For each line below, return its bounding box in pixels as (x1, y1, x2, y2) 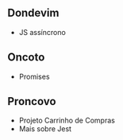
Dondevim (7, 6, 60, 20)
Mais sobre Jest (18, 124, 72, 134)
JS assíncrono (18, 27, 67, 37)
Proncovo (7, 95, 56, 108)
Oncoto (7, 51, 45, 64)
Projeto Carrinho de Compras (18, 115, 116, 126)
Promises (18, 72, 50, 81)
